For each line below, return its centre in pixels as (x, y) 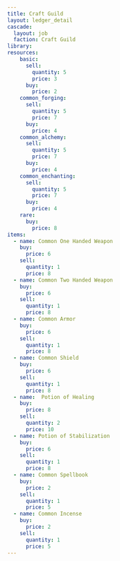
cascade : (20, 27)
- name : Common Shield (46, 358)
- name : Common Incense (48, 514)
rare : (28, 215)
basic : (29, 59)
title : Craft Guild (35, 14)
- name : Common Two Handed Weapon (63, 280)
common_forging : (43, 99)
